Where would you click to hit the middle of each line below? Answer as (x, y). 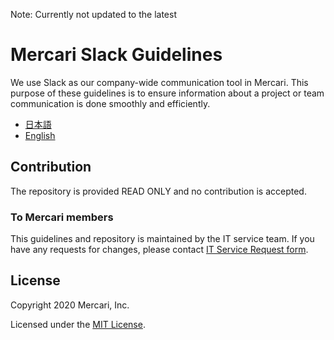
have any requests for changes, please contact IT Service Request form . (159, 250)
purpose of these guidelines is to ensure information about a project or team (167, 93)
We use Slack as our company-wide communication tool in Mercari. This (159, 82)
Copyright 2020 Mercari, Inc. (70, 305)
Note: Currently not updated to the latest (93, 14)
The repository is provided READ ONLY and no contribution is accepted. (158, 191)
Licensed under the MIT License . (78, 324)
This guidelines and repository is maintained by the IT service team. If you (162, 239)
